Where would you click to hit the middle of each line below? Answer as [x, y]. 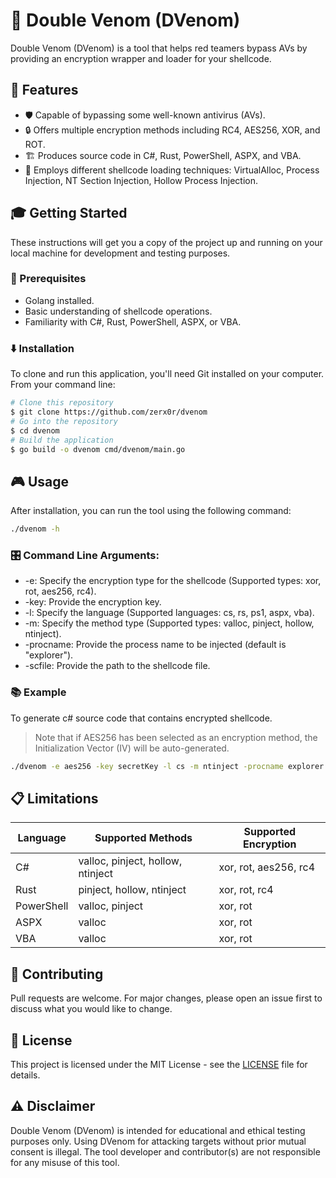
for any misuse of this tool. [65, 1162]
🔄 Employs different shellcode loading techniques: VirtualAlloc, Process [172, 170]
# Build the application [62, 440]
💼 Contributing [57, 974]
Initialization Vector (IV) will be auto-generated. [132, 748]
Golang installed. [59, 300]
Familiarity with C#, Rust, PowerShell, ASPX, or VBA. [133, 321]
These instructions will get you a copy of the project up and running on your [166, 242]
